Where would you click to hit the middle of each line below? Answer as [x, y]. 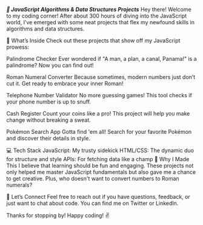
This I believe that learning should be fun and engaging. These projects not [100, 165]
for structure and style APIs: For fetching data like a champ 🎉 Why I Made [98, 159]
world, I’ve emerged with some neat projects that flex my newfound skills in [101, 22]
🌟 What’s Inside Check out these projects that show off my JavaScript [93, 40]
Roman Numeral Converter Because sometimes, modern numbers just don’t [101, 77]
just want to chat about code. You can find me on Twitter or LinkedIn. [92, 203]
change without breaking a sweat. [48, 120]
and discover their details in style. [48, 138]
